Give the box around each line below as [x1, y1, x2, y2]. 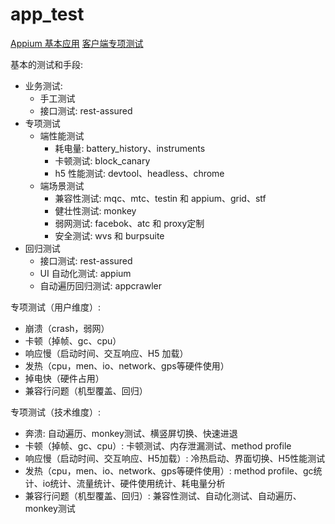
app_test [10, 3, 85, 26]
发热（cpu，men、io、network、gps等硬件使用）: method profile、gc [24, 464, 314, 477]
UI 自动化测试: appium [39, 267, 132, 279]
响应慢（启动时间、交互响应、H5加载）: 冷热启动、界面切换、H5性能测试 [24, 452, 326, 464]
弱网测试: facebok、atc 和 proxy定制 [54, 217, 205, 229]
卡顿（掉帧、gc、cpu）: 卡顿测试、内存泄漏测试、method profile [24, 439, 292, 452]
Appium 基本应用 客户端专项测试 [10, 37, 144, 49]
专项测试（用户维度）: [10, 301, 102, 313]
